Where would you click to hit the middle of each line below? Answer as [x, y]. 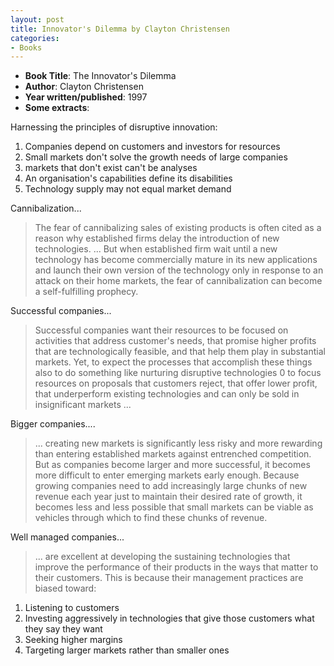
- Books [26, 47]
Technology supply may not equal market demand [128, 189]
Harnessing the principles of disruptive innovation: [114, 127]
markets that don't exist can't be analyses [111, 168]
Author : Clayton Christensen [84, 87]
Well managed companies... [67, 537]
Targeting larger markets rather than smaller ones [127, 650]
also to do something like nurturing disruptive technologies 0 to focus [178, 373]
